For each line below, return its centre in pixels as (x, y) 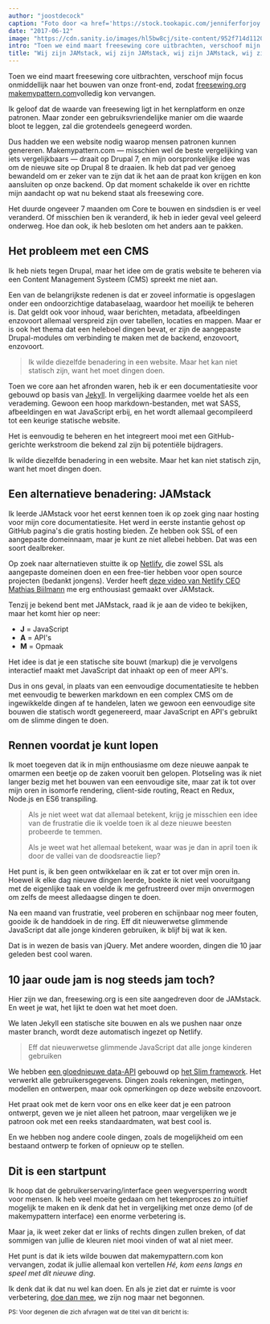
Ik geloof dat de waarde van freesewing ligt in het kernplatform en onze (127, 109)
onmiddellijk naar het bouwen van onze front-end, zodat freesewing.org (127, 85)
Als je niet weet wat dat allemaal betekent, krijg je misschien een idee (143, 814)
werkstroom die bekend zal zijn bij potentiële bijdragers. (130, 444)
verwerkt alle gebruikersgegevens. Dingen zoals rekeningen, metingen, (126, 1080)
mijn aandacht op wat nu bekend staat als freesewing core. (106, 193)
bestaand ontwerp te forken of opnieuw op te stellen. (96, 1146)
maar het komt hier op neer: (54, 613)
